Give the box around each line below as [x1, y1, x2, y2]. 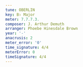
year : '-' [5, 31, 26, 36]
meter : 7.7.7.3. [5, 17, 39, 22]
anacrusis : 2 [5, 36, 33, 41]
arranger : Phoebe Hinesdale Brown [5, 26, 78, 31]
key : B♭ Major [5, 12, 35, 17]
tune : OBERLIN [5, 7, 35, 13]
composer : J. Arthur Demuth [5, 21, 65, 27]
